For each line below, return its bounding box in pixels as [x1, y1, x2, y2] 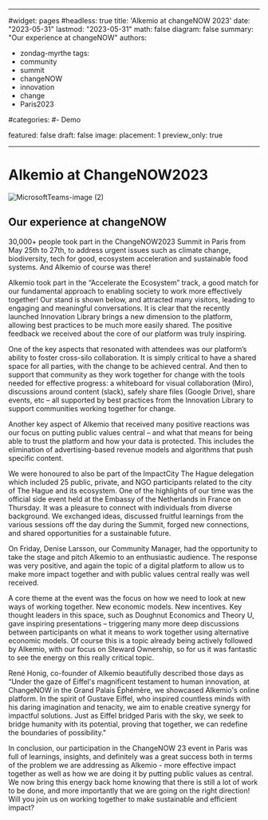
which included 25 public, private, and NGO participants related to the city [8, 477, 253, 486]
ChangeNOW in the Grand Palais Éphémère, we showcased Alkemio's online [8, 685, 260, 694]
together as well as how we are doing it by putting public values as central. [8, 769, 254, 778]
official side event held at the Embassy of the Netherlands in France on [8, 494, 242, 504]
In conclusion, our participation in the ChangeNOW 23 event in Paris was [8, 743, 248, 753]
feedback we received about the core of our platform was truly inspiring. [8, 329, 247, 338]
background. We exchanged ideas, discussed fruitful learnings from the [8, 511, 244, 521]
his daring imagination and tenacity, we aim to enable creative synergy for [8, 702, 251, 712]
